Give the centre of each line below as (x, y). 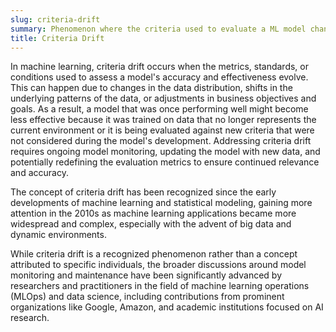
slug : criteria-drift (55, 19)
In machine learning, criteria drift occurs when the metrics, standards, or (159, 67)
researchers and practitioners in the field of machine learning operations (160, 286)
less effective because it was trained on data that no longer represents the (163, 120)
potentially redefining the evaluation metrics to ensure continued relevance (165, 162)
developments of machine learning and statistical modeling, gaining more (161, 203)
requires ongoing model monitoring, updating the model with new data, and (165, 152)
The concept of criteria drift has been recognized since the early (143, 192)
